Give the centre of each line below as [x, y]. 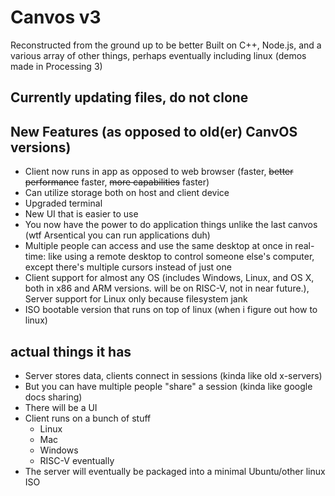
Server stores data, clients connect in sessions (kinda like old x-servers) [173, 375]
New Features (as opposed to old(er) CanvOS [154, 131]
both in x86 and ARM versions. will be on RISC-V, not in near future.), [167, 288]
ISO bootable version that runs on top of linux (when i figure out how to [171, 310]
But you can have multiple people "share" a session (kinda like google [168, 386]
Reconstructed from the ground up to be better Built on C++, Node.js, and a [166, 45]
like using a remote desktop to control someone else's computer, [181, 257]
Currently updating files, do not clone [129, 97]
